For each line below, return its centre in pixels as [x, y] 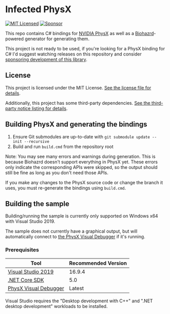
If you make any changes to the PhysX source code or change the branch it [84, 182]
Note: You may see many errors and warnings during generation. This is [80, 156]
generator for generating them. [57, 39]
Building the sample [37, 204]
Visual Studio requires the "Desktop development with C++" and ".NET [79, 301]
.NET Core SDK [26, 280]
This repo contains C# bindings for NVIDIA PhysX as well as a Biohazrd [79, 33]
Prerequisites [22, 250]
